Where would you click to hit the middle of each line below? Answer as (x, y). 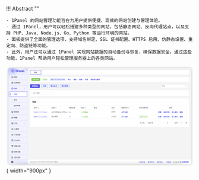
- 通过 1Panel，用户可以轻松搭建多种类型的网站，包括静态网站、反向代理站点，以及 (96, 27)
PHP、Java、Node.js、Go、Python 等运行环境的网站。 (73, 33)
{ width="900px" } (29, 171)
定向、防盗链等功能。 (28, 46)
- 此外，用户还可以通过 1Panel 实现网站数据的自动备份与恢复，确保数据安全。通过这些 (99, 52)
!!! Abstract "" (23, 9)
